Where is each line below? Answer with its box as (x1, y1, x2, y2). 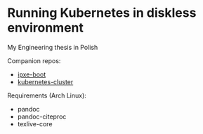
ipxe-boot (17, 70, 46, 79)
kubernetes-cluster (17, 77, 74, 86)
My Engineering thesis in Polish (7, 43, 98, 51)
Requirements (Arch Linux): (7, 91, 86, 100)
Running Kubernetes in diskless (7, 5, 197, 21)
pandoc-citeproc (17, 112, 67, 121)
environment (7, 20, 84, 36)
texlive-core (17, 119, 53, 128)
